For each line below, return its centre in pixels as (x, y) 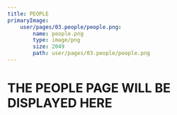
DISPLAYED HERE (60, 103)
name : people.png (58, 34)
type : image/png (57, 40)
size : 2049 (49, 47)
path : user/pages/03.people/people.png (92, 54)
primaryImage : (28, 20)
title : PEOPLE (28, 14)
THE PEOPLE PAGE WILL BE (89, 88)
